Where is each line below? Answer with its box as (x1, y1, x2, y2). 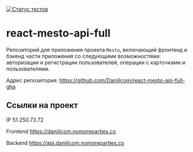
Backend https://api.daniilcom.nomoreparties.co (6, 139, 124, 146)
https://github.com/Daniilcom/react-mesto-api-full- (59, 76, 185, 83)
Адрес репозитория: (6, 76, 58, 83)
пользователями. (6, 65, 50, 72)
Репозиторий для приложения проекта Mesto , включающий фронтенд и (6, 46, 188, 53)
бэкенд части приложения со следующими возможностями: (6, 52, 161, 60)
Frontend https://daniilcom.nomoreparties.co (6, 128, 116, 135)
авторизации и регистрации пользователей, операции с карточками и (6, 58, 186, 66)
